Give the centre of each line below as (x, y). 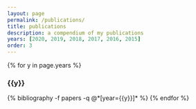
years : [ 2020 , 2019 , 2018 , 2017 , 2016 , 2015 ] (74, 39)
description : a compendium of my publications (75, 33)
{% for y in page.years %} (44, 65)
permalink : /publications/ (46, 20)
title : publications (37, 26)
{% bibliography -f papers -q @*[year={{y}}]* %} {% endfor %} (98, 98)
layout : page (26, 13)
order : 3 (20, 46)
